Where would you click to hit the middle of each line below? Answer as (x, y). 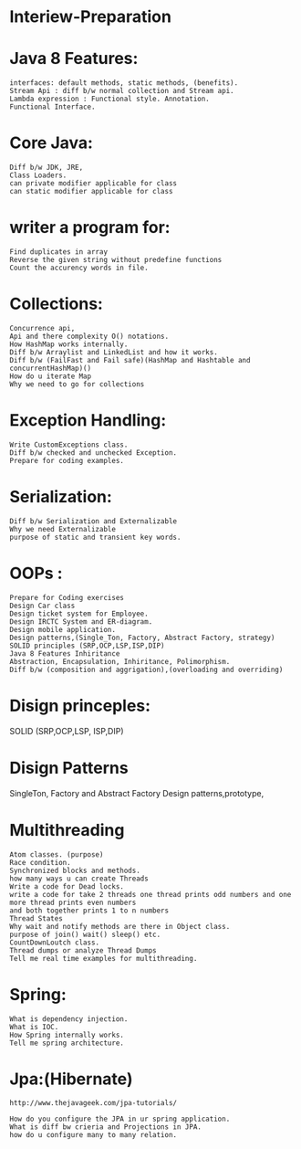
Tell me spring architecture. (67, 1043)
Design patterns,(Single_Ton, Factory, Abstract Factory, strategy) (142, 638)
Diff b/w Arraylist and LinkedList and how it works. (114, 352)
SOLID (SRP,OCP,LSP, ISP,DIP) (67, 731)
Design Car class (42, 606)
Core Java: (52, 143)
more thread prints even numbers (73, 902)
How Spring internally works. (67, 1035)
